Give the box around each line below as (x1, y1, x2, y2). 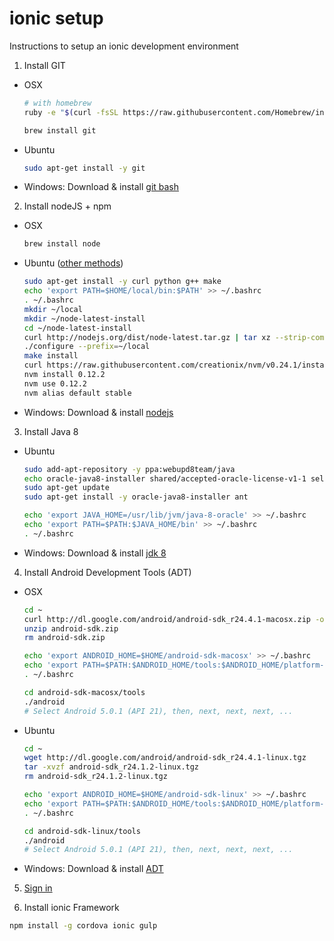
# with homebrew (23, 98, 92, 108)
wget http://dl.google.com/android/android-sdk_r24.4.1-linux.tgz (23, 753, 307, 763)
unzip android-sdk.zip (23, 623, 119, 634)
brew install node (23, 239, 101, 249)
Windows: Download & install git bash (23, 181, 180, 193)
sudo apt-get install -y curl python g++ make (23, 277, 222, 287)
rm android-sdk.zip (23, 633, 106, 643)
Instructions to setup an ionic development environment (9, 40, 239, 52)
